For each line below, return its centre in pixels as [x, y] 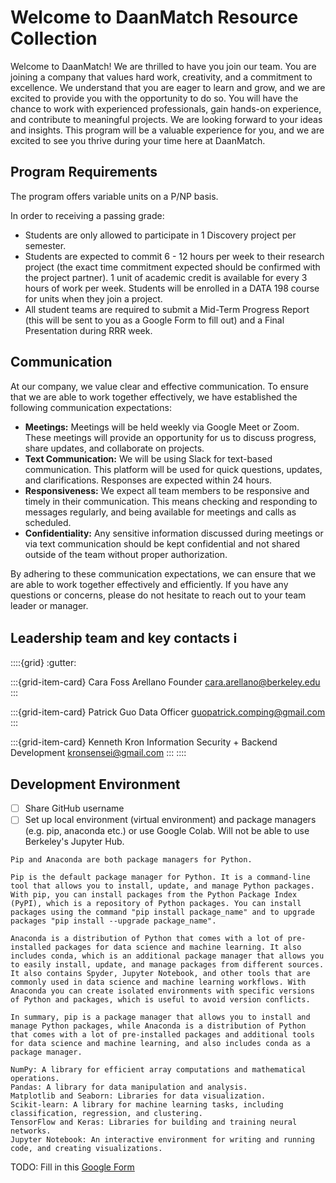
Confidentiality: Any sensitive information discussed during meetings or [174, 533]
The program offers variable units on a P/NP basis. [114, 196]
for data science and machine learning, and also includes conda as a [160, 1044]
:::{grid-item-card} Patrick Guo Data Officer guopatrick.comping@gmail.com [168, 712]
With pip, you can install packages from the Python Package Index [154, 895]
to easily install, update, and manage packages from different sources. [167, 965]
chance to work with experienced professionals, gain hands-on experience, [166, 108]
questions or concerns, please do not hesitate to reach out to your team [158, 595]
